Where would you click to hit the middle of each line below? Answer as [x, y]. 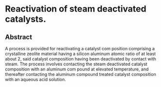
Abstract [19, 37]
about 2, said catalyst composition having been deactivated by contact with [81, 59]
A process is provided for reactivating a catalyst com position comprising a [80, 49]
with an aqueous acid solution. [36, 79]
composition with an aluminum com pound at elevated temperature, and [77, 69]
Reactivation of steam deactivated [76, 9]
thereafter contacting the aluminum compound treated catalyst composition [80, 74]
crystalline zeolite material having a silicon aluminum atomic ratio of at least [80, 54]
